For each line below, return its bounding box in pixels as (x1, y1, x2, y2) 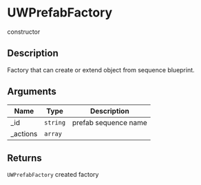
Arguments (7, 86, 57, 98)
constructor (7, 28, 41, 36)
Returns (7, 152, 43, 164)
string (44, 118, 66, 127)
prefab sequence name (72, 118, 148, 127)
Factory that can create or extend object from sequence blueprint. (7, 65, 195, 74)
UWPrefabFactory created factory (7, 171, 99, 179)
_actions (10, 129, 38, 138)
